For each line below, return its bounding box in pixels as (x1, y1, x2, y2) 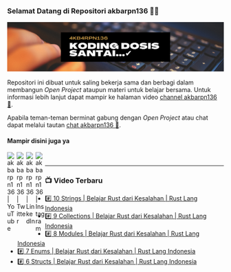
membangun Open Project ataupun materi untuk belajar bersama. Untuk (7, 85, 211, 93)
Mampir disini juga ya (7, 137, 70, 145)
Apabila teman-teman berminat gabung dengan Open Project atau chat (7, 113, 208, 122)
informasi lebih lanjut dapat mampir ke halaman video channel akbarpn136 (7, 93, 218, 101)
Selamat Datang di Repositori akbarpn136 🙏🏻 (7, 6, 159, 16)
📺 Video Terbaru (45, 176, 103, 185)
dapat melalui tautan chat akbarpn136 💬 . (7, 120, 122, 129)
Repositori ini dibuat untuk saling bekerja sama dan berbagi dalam (7, 78, 194, 87)
